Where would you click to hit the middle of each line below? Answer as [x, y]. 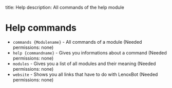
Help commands [41, 28]
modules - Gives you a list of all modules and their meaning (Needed [84, 64]
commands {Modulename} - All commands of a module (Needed [77, 42]
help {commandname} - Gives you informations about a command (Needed [90, 52]
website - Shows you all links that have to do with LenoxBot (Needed [85, 74]
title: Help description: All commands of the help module [65, 7]
